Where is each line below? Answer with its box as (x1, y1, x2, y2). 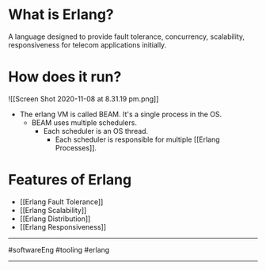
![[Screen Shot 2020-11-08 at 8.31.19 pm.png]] (8, 93, 159, 104)
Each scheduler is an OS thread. (43, 126, 149, 135)
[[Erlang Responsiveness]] (19, 222, 107, 231)
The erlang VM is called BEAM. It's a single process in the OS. (19, 109, 222, 119)
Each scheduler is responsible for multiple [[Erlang (55, 135, 220, 144)
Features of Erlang (8, 171, 132, 189)
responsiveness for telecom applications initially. (8, 40, 167, 49)
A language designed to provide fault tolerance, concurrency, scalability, (8, 32, 245, 41)
